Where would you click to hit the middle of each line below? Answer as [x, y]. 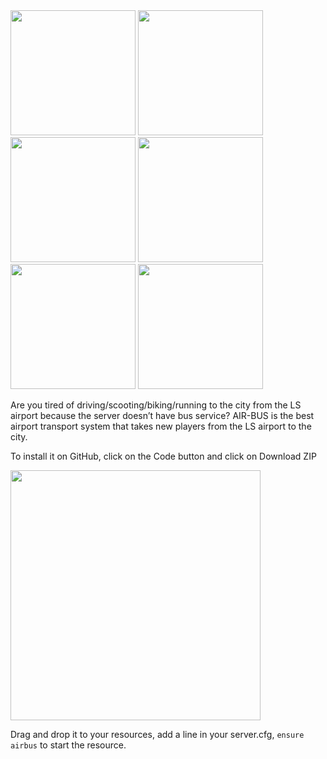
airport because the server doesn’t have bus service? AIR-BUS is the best [162, 415]
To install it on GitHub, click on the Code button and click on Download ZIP [163, 456]
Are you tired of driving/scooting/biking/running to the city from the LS [156, 405]
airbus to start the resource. [68, 745]
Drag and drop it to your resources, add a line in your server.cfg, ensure [157, 734]
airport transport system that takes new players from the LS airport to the [161, 426]
